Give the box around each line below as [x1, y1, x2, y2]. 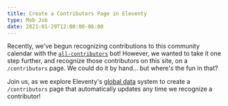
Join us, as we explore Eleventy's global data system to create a [7, 78, 191, 86]
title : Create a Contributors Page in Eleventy [7, 10, 148, 17]
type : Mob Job [7, 17, 49, 24]
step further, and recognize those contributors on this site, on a [7, 57, 188, 65]
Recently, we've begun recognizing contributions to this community [7, 42, 200, 51]
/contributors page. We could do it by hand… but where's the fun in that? [7, 64, 218, 73]
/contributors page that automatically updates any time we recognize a [7, 85, 213, 94]
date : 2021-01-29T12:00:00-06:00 [7, 23, 104, 30]
